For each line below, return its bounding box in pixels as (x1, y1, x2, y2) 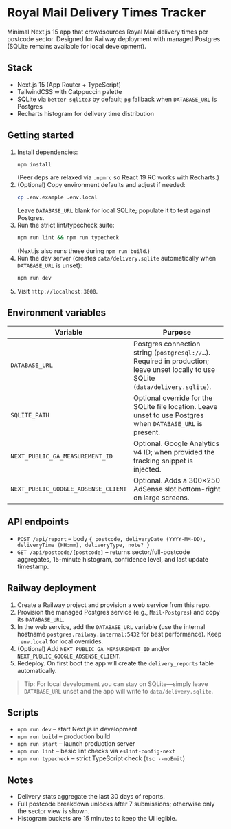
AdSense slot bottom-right (133, 484, 221, 494)
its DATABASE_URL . (16, 615, 65, 623)
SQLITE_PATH (10, 411, 50, 419)
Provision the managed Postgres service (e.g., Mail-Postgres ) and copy (16, 608, 220, 616)
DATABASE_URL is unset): (16, 261, 82, 269)
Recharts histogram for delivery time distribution (16, 109, 155, 118)
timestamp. (16, 562, 49, 571)
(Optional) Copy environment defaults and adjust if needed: (16, 181, 186, 189)
